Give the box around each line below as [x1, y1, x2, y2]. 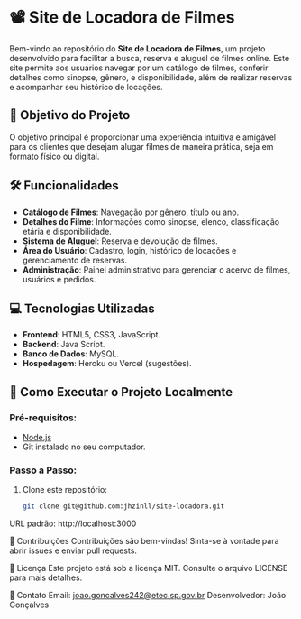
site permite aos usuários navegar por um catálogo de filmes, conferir [9, 62, 269, 73]
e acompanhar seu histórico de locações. [9, 81, 164, 92]
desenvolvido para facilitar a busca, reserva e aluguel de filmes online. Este [9, 52, 290, 63]
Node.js [22, 432, 52, 443]
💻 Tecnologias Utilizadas [9, 300, 155, 316]
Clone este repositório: [22, 485, 108, 495]
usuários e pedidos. [22, 273, 96, 284]
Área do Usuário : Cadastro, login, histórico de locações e [22, 245, 237, 255]
